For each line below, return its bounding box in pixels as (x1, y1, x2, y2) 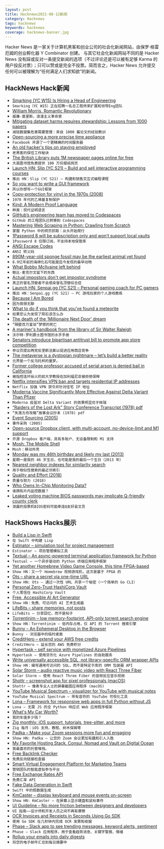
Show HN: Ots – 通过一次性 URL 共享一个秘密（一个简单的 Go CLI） (12, 580, 138, 585)
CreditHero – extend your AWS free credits (12, 636, 99, 642)
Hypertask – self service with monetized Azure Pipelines (12, 646, 126, 652)
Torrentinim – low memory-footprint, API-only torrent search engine (12, 615, 149, 621)
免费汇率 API (12, 777, 36, 782)
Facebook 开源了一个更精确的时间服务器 (12, 140, 83, 145)
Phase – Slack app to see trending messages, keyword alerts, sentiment (12, 823, 158, 829)
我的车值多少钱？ (12, 715, 42, 720)
